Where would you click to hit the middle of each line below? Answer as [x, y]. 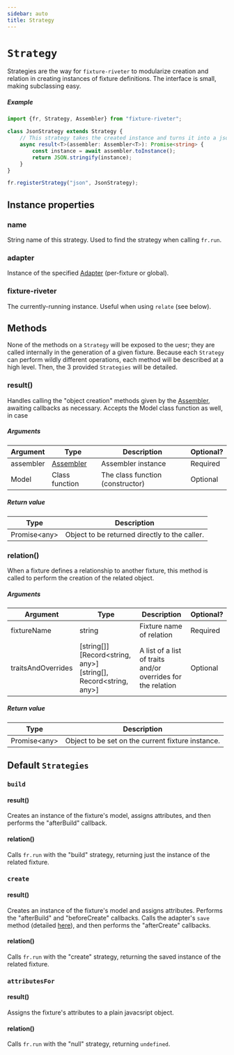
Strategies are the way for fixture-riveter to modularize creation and [108, 71]
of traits [152, 659]
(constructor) [123, 483]
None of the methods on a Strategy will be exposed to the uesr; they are [111, 345]
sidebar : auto [28, 14]
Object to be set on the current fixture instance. [143, 741]
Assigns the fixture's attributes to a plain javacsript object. [91, 1012]
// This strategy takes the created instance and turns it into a [118, 138]
